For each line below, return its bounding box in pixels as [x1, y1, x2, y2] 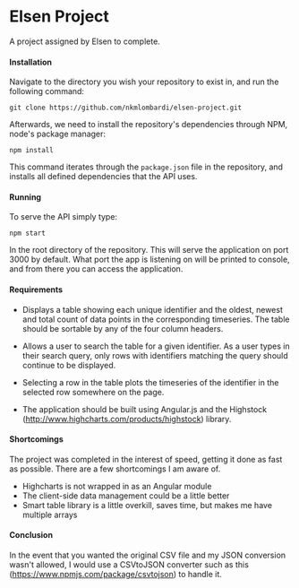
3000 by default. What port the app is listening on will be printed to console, [9, 254, 290, 265]
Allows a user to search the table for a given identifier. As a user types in [21, 341, 290, 351]
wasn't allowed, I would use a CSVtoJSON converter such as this [9, 558, 249, 570]
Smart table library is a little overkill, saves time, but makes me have [21, 499, 273, 510]
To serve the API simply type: [9, 212, 118, 222]
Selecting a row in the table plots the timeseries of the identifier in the [21, 376, 279, 387]
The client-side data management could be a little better [21, 490, 230, 501]
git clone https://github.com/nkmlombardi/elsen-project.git [9, 103, 243, 113]
